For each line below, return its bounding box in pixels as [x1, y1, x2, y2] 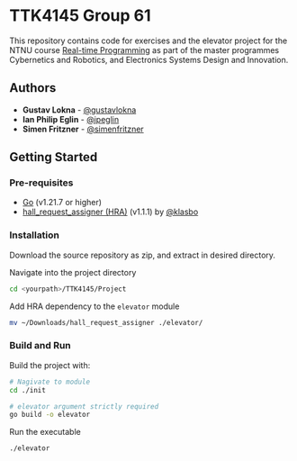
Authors [9, 80, 57, 95]
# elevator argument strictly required [9, 402, 159, 411]
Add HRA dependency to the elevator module [9, 301, 180, 312]
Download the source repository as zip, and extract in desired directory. [9, 249, 276, 260]
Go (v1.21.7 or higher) [22, 197, 102, 208]
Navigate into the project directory [9, 267, 137, 277]
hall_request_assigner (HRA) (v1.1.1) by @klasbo [22, 206, 199, 217]
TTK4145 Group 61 [9, 5, 151, 26]
